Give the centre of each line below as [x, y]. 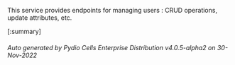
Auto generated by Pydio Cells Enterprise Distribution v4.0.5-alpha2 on [111, 47]
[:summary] [24, 31]
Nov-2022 [22, 55]
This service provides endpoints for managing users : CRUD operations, [113, 10]
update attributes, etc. [40, 18]
